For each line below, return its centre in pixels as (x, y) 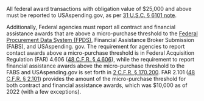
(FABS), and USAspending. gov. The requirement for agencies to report (96, 46)
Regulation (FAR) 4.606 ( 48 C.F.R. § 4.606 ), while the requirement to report (100, 59)
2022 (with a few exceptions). (44, 92)
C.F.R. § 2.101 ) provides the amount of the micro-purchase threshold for (96, 79)
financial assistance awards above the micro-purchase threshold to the (96, 66)
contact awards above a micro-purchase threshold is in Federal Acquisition (100, 53)
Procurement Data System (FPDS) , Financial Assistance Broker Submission (100, 40)
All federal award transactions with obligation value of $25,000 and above (99, 9)
